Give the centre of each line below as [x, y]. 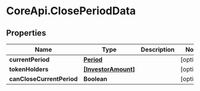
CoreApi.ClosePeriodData [71, 11]
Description [158, 50]
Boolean [95, 79]
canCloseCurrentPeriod [43, 79]
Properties [26, 33]
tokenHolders [29, 69]
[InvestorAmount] [109, 69]
